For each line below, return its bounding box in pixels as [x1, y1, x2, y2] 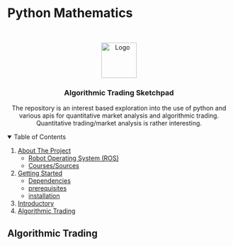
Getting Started [17, 169, 62, 178]
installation [28, 191, 60, 200]
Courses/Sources [28, 162, 79, 170]
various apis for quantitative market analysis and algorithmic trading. [18, 111, 220, 120]
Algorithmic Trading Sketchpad [64, 87, 174, 97]
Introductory [17, 199, 55, 208]
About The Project [17, 147, 72, 155]
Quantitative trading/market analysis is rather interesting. [36, 119, 202, 128]
